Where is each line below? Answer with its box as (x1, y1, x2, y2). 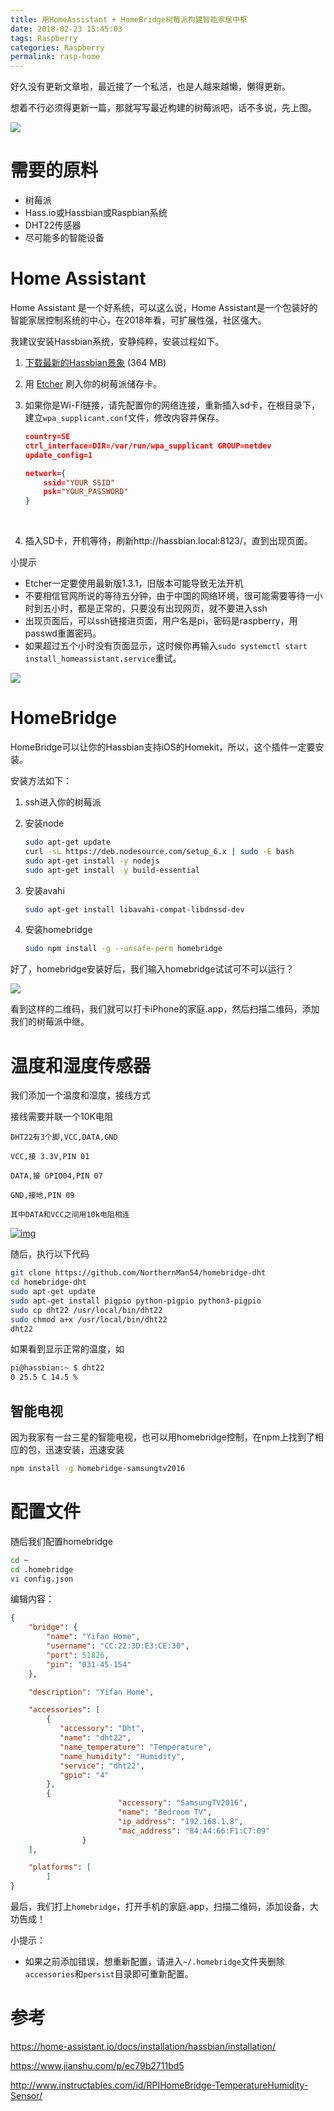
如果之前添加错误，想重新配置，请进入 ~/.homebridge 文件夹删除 (24, 1956, 285, 1967)
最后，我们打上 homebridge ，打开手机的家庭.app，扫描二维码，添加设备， (10, 1901, 310, 1912)
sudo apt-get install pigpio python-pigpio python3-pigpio (10, 1296, 262, 1306)
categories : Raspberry (10, 42, 105, 53)
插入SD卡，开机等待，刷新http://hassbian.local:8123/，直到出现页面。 (24, 535, 313, 547)
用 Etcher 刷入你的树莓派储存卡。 (24, 378, 163, 390)
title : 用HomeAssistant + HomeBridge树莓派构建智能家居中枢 (10, 14, 248, 25)
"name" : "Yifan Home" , (46, 1632, 141, 1642)
